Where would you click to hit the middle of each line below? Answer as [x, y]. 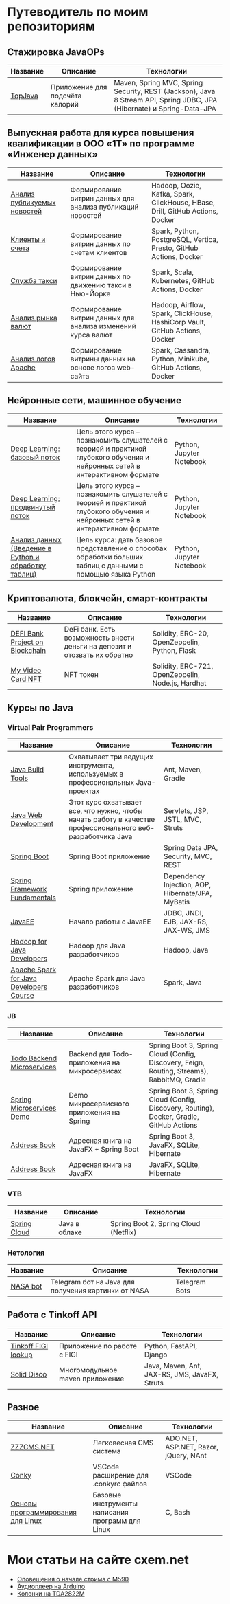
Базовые [107, 1495]
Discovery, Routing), [181, 1109]
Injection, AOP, [187, 885]
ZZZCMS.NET [33, 1447]
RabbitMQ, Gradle [178, 1080]
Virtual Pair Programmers [50, 727]
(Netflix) [123, 1232]
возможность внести [99, 638]
